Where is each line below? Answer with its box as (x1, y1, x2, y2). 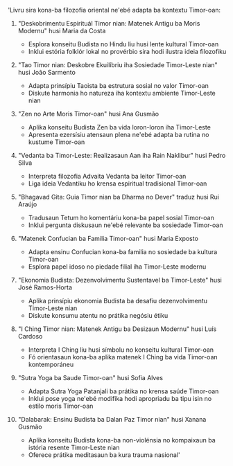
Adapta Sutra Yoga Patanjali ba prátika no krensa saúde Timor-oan (28, 387, 219, 395)
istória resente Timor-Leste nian (28, 443, 120, 451)
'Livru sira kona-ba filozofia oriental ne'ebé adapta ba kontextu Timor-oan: (8, 6, 221, 14)
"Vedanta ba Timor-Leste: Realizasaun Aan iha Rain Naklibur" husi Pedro (17, 152, 226, 159)
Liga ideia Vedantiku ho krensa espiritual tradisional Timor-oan (28, 179, 207, 188)
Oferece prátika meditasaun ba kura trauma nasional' (28, 451, 180, 459)
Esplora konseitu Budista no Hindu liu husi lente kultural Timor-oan (28, 40, 219, 48)
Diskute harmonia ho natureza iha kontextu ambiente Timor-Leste (28, 89, 216, 97)
